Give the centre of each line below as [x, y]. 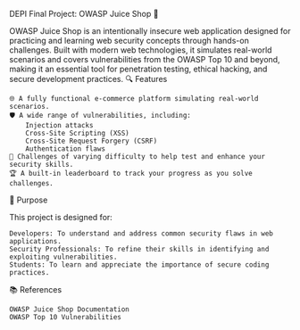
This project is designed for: [61, 217]
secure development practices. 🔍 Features [88, 79]
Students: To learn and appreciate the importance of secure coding [139, 265]
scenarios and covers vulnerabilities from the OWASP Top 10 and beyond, [145, 59]
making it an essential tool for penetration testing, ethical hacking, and [138, 69]
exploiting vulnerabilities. [63, 257]
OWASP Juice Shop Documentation [69, 309]
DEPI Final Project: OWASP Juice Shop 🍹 [84, 14]
